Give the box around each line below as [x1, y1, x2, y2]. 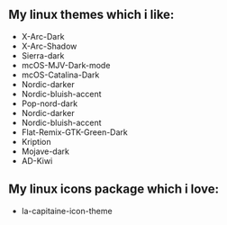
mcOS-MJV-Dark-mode [21, 59, 111, 70]
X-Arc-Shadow [21, 40, 77, 51]
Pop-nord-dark [21, 98, 78, 109]
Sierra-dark [21, 49, 65, 61]
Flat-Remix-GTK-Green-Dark [21, 126, 128, 138]
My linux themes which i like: [8, 7, 175, 22]
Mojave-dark [21, 146, 69, 157]
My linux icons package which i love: [8, 182, 220, 197]
